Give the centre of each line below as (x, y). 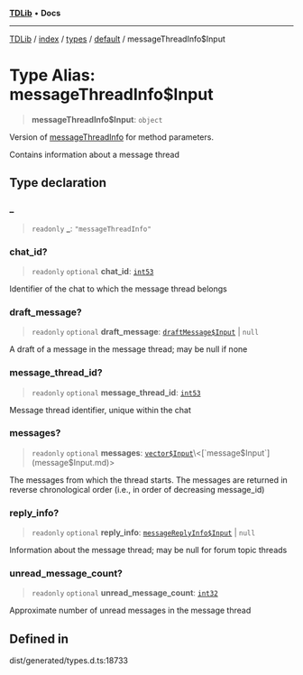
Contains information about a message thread (95, 154)
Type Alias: (53, 75)
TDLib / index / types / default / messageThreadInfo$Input (117, 39)
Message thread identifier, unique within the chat (101, 410)
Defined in (39, 638)
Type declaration (58, 183)
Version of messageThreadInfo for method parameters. (112, 137)
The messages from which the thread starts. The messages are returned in (149, 480)
